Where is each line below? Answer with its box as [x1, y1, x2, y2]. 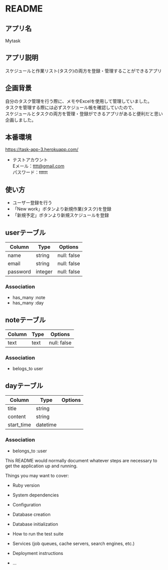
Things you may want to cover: [5, 472, 69, 478]
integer [36, 268, 53, 275]
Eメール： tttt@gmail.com [12, 163, 65, 169]
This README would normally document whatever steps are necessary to [5, 457, 157, 463]
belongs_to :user [12, 448, 47, 454]
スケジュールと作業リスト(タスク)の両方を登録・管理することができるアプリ [5, 68, 162, 74]
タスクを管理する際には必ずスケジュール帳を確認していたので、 [5, 104, 137, 110]
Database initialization [12, 521, 59, 527]
